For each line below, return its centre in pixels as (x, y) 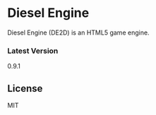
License (25, 89)
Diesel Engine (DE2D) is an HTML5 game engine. (78, 32)
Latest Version (33, 51)
